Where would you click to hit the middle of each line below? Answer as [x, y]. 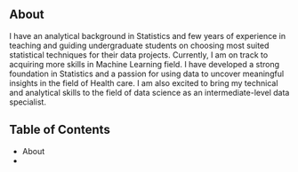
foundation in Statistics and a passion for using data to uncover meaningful [147, 74]
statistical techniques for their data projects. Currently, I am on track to [139, 55]
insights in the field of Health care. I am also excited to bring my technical [144, 82]
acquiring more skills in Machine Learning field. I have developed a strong [145, 64]
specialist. [28, 102]
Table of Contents [60, 130]
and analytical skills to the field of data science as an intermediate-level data [149, 92]
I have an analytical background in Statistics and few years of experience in [148, 35]
